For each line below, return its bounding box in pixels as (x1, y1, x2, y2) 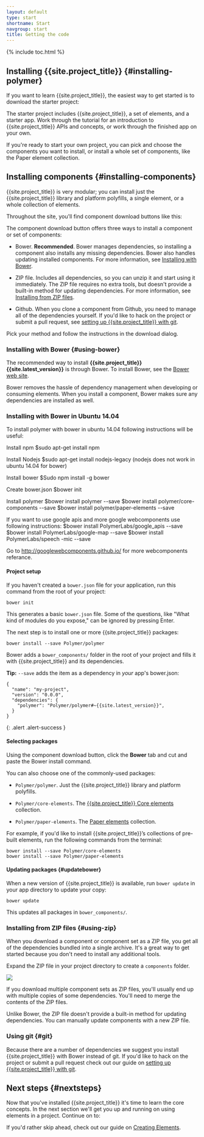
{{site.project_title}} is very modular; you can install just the (6, 188, 155, 195)
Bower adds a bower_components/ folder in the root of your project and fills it (6, 651, 196, 658)
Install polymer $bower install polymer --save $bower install (6, 498, 157, 505)
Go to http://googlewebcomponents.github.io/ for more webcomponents (6, 547, 188, 554)
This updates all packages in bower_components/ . (6, 909, 128, 916)
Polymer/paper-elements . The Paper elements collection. (15, 818, 157, 825)
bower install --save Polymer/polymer (6, 640, 105, 646)
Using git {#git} (6, 1032, 53, 1041)
